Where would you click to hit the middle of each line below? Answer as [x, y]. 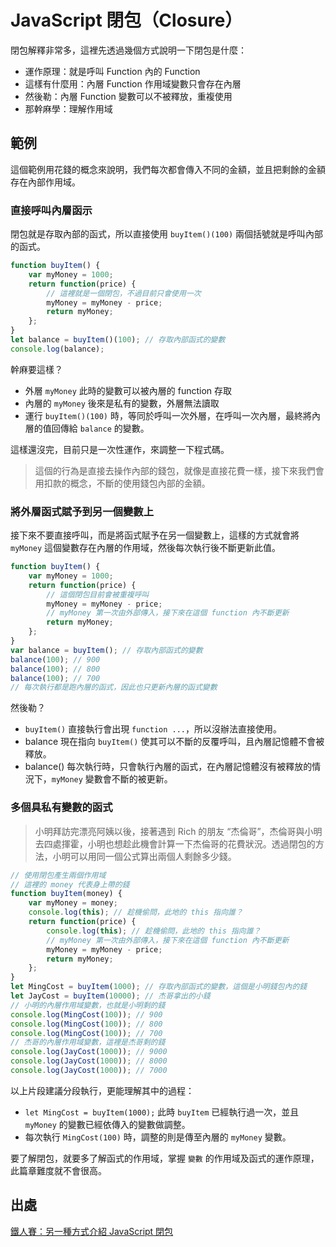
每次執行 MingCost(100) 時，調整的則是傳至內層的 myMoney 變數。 [158, 1137]
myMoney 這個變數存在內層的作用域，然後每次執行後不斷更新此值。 [146, 548]
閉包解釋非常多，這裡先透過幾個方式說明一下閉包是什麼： [128, 50]
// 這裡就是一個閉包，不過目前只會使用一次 [124, 293]
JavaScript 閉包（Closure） [126, 20]
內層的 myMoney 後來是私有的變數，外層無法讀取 [122, 403]
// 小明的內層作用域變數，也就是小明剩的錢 [88, 1005]
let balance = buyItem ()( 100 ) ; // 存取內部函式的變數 [118, 340]
